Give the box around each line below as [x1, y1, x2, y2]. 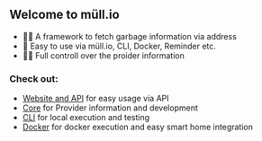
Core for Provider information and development [22, 102, 198, 113]
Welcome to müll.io [9, 7, 120, 22]
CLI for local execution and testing [22, 112, 150, 123]
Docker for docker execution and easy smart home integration [22, 121, 254, 133]
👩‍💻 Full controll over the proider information [22, 49, 185, 61]
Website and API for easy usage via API [22, 93, 169, 104]
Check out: [9, 72, 59, 84]
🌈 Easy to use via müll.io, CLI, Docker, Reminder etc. [22, 40, 216, 51]
